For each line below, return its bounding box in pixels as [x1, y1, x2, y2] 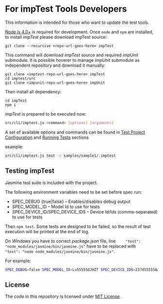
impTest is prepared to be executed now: [5, 111, 86, 117]
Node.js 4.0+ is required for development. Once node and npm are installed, [5, 29, 154, 35]
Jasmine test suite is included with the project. [5, 179, 98, 185]
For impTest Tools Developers [5, 3, 127, 15]
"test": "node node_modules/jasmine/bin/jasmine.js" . [5, 248, 115, 254]
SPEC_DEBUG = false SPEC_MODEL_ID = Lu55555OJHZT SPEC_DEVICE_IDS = [5, 267, 136, 272]
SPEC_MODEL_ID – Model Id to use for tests [12, 203, 100, 210]
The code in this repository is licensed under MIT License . [5, 293, 121, 300]
